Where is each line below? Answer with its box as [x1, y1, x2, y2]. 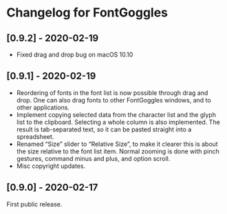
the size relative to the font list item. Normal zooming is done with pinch [16, 147, 219, 156]
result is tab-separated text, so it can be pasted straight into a [16, 125, 192, 133]
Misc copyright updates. [16, 162, 86, 170]
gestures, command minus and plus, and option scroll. [16, 154, 171, 162]
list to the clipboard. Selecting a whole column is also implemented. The [16, 118, 221, 126]
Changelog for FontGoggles [6, 5, 169, 21]
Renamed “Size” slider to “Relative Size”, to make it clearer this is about [16, 140, 218, 148]
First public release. [6, 200, 63, 208]
